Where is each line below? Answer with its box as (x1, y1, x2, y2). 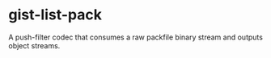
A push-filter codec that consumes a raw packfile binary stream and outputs (8, 32, 263, 42)
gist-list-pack (8, 6, 103, 24)
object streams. (8, 40, 61, 50)
